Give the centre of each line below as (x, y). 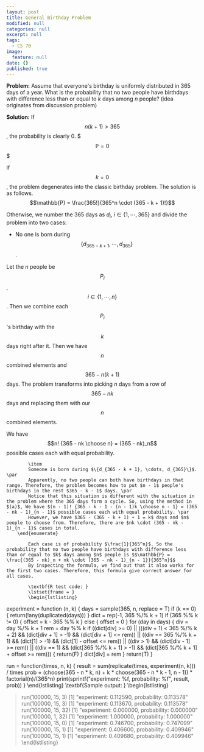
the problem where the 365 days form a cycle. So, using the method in (99, 501)
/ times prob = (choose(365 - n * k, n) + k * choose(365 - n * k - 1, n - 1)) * (100, 672)
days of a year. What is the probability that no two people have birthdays (97, 93)
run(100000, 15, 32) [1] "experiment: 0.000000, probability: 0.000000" (109, 710)
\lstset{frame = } (51, 592)
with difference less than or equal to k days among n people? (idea (90, 99)
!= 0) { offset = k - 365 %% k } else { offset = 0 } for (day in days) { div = (97, 622)
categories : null (28, 29)
